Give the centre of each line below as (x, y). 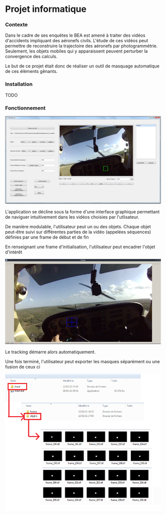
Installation (19, 84)
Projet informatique (46, 9)
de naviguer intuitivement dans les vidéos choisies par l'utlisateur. (72, 217)
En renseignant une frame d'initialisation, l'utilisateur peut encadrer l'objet (80, 247)
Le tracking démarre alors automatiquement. (50, 352)
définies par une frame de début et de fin (47, 237)
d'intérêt (14, 252)
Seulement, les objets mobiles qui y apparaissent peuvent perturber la (77, 51)
